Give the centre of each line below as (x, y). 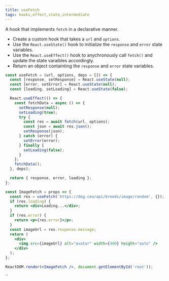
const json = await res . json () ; (58, 127)
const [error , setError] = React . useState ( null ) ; (63, 85)
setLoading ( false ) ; (44, 150)
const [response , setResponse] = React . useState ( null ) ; (70, 80)
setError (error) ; (42, 140)
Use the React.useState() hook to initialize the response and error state (87, 44)
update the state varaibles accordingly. (53, 60)
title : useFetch (22, 10)
